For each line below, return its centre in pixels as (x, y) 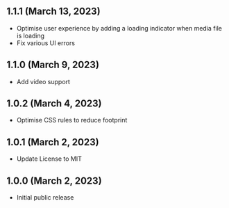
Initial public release (45, 198)
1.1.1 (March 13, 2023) (54, 11)
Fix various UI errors (46, 43)
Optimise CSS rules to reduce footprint (72, 120)
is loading (31, 35)
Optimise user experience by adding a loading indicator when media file (119, 28)
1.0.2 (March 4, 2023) (54, 104)
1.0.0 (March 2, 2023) (54, 181)
